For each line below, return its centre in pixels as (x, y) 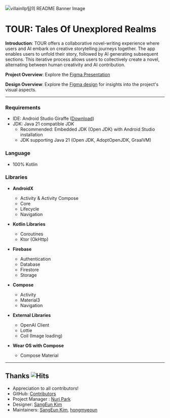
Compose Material (39, 355)
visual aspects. (21, 90)
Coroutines (32, 234)
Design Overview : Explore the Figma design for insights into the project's (82, 84)
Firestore (29, 269)
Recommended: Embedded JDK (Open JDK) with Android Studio (88, 130)
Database (30, 264)
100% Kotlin (25, 164)
